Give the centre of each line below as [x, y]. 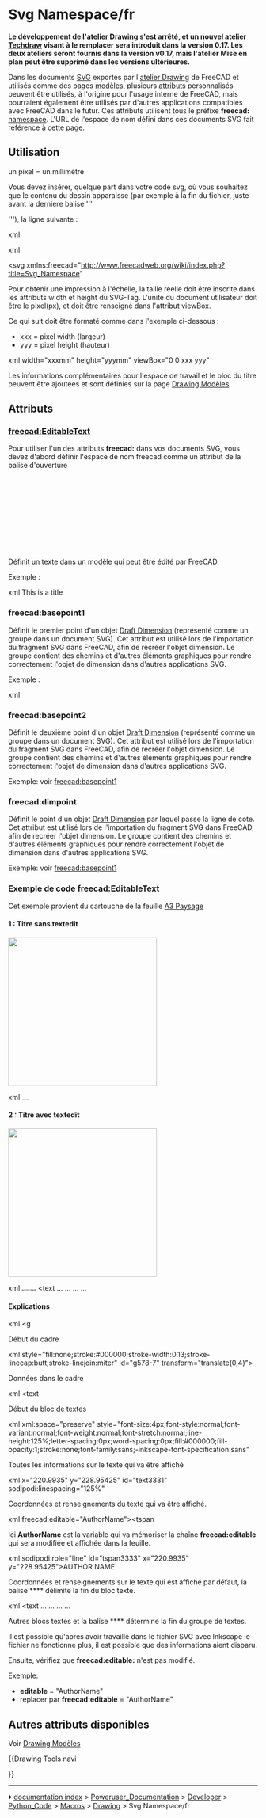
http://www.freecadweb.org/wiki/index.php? [153, 265]
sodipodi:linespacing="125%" [57, 1489]
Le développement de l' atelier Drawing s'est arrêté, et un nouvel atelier [127, 36]
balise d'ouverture [38, 466]
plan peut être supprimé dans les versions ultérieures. [99, 62]
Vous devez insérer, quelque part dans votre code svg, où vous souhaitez [128, 187]
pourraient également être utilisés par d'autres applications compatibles [125, 102]
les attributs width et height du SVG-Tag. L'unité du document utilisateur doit [133, 297]
